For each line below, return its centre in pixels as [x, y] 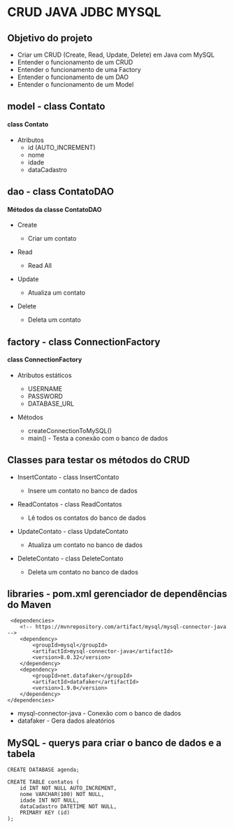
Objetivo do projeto [50, 38]
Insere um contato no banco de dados [82, 490]
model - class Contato [56, 107]
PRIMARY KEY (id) [45, 813]
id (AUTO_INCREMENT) [61, 147]
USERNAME [45, 388]
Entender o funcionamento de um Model [75, 84]
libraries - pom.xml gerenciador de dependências [117, 594]
